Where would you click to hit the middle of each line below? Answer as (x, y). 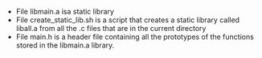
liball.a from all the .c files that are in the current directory (111, 28)
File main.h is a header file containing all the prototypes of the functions (135, 37)
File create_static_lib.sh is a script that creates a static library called (127, 20)
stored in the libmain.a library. (65, 45)
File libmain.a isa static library (65, 12)
